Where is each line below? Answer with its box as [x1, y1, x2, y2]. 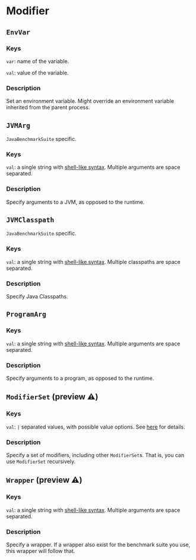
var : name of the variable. [6, 58, 69, 65]
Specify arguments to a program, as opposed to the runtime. [6, 375, 154, 382]
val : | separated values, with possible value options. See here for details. [6, 423, 185, 430]
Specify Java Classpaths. [6, 292, 68, 300]
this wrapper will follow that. [6, 547, 75, 554]
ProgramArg [6, 310, 46, 319]
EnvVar [6, 28, 31, 36]
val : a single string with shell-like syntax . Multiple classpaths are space [6, 258, 181, 265]
